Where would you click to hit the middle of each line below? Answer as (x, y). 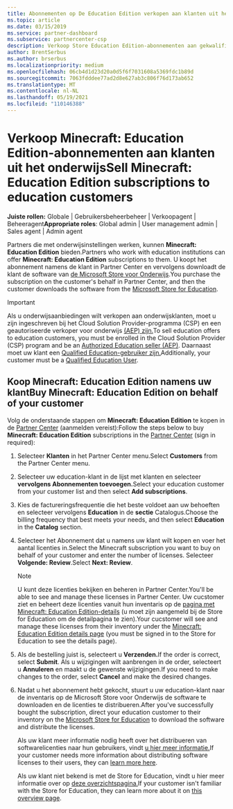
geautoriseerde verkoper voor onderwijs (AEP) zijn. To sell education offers (114, 330)
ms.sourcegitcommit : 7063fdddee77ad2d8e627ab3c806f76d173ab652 (101, 78)
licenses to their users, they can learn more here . (87, 762)
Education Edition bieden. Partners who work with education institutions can (116, 252)
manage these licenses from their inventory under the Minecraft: (109, 626)
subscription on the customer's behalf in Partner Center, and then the (106, 281)
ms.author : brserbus (37, 59)
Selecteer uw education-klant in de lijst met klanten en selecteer (109, 477)
